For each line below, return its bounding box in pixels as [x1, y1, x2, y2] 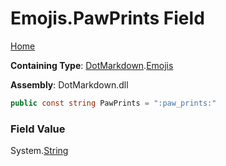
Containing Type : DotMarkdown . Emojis [10, 59, 174, 71]
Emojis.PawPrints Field [10, 7, 205, 30]
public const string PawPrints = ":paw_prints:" [10, 98, 217, 108]
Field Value [10, 122, 66, 136]
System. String [10, 145, 69, 157]
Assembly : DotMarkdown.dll [10, 78, 129, 91]
